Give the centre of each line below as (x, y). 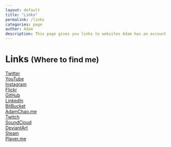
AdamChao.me (21, 111)
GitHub (13, 95)
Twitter (13, 73)
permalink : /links (25, 19)
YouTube (15, 79)
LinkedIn (14, 100)
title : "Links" (22, 15)
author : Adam (19, 29)
